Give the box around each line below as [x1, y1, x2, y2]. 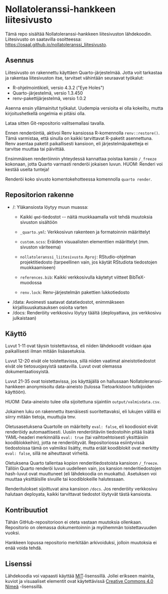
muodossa [20, 279, 42, 285]
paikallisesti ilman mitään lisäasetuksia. [5, 348, 86, 354]
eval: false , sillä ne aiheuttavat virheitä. [5, 450, 89, 456]
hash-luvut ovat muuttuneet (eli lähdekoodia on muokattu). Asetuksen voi [5, 471, 157, 477]
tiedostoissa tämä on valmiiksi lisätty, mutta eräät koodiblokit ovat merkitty [5, 445, 159, 451]
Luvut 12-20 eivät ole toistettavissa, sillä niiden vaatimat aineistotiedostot [5, 358, 156, 364]
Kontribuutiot [5, 505, 48, 514]
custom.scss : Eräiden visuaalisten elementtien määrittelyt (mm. [20, 238, 149, 244]
